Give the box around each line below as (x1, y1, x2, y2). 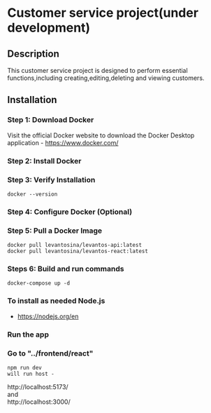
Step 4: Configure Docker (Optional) (7, 207, 133, 217)
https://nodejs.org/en (17, 312, 79, 320)
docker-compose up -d (7, 280, 71, 287)
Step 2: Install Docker (7, 156, 82, 165)
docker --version (7, 191, 58, 198)
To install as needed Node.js (7, 296, 105, 306)
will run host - (7, 370, 54, 377)
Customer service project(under (7, 5, 199, 21)
